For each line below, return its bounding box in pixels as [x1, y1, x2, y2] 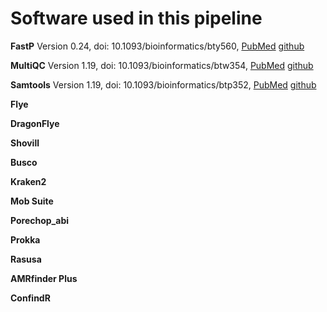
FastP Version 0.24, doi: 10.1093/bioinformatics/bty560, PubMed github [10, 40, 305, 52]
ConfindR [10, 292, 51, 304]
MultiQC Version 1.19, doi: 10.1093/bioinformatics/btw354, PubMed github [10, 59, 314, 71]
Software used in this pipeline [10, 7, 263, 30]
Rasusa [10, 253, 42, 265]
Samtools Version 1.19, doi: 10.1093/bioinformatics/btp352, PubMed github [10, 78, 317, 91]
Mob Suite [10, 195, 54, 207]
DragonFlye [10, 117, 60, 129]
